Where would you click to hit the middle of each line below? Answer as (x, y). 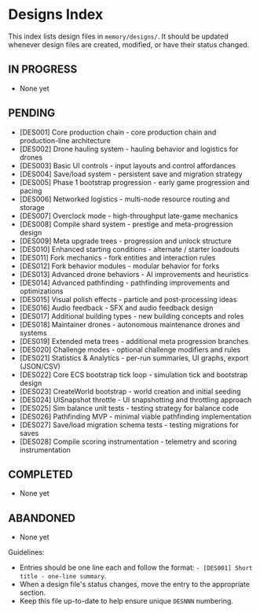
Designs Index (56, 15)
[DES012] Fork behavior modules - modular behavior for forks (119, 266)
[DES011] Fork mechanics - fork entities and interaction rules (117, 257)
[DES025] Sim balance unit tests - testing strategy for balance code (129, 408)
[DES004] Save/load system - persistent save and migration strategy (131, 174)
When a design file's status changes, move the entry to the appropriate (134, 585)
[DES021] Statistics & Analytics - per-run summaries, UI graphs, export (134, 358)
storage (32, 207)
